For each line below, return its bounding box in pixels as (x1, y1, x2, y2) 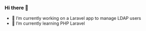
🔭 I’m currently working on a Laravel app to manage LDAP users (11, 15, 141, 21)
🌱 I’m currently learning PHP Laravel (11, 20, 85, 26)
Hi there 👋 (4, 4, 29, 11)
